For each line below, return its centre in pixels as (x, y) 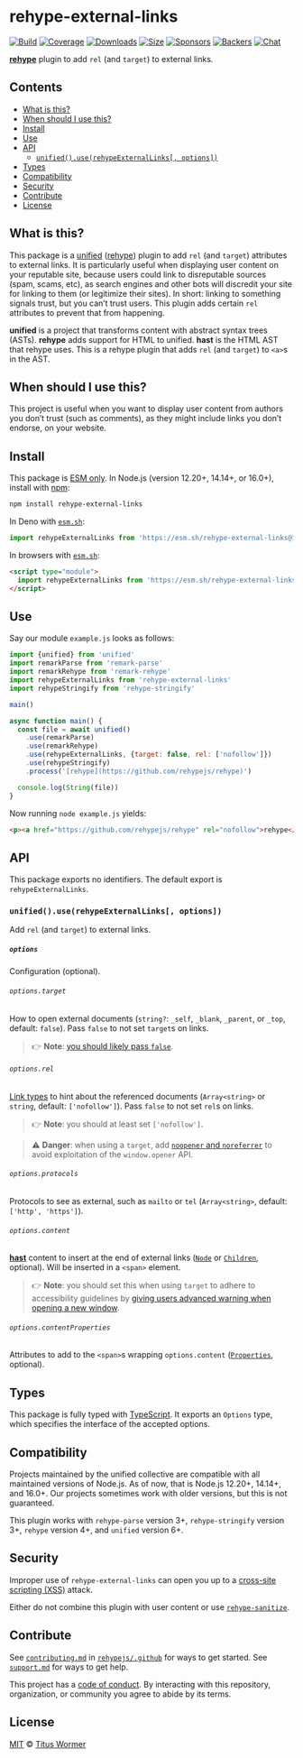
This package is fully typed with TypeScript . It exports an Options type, (141, 1414)
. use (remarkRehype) (62, 746)
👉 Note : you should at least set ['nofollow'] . (117, 1124)
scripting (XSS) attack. (51, 1589)
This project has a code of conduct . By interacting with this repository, (140, 1684)
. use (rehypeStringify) (68, 763)
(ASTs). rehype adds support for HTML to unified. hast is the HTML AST (144, 339)
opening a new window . (75, 1308)
